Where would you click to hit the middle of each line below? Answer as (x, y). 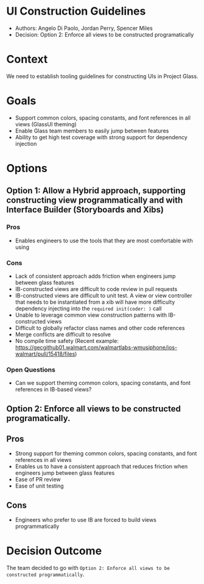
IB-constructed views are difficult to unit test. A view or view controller (104, 295)
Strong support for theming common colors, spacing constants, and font (106, 453)
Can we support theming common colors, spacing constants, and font (103, 383)
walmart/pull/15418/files (45, 354)
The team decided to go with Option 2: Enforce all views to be (88, 568)
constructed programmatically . (45, 574)
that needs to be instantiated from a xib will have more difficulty (95, 302)
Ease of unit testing (39, 486)
